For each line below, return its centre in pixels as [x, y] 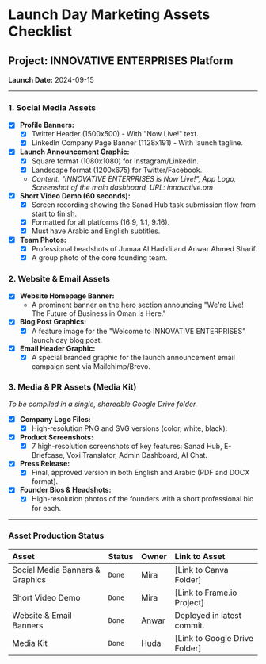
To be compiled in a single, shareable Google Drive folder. [103, 404]
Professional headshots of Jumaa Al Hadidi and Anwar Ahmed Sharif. [144, 248]
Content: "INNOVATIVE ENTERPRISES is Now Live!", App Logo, [134, 178]
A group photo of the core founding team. [99, 258]
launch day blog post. [67, 340]
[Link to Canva [201, 570]
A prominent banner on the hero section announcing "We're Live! [137, 305]
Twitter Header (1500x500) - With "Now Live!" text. [115, 134]
